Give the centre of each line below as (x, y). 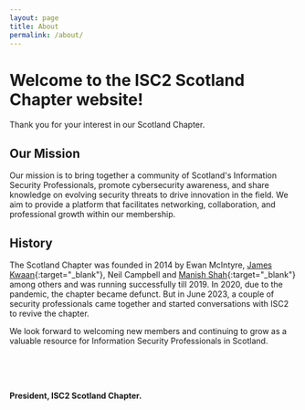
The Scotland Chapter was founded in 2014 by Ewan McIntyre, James (141, 265)
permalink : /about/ (47, 35)
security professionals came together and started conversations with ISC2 (149, 303)
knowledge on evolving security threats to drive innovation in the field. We (149, 195)
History (31, 243)
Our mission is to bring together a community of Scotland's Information (143, 175)
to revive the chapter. (49, 313)
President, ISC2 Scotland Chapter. (76, 395)
